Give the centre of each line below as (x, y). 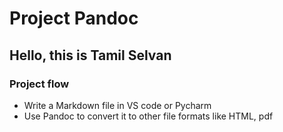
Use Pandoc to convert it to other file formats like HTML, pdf (148, 116)
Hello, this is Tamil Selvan (90, 55)
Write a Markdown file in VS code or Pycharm (117, 105)
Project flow (39, 84)
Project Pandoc (74, 18)
